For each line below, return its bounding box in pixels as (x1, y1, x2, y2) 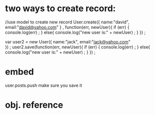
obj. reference (5, 99, 63, 111)
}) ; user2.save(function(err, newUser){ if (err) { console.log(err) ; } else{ (5, 44, 150, 50)
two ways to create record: (5, 3, 116, 14)
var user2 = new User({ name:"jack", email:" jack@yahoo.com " (5, 38, 131, 44)
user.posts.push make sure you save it (5, 82, 82, 88)
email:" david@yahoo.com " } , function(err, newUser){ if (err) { (5, 24, 130, 30)
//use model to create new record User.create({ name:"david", (5, 19, 130, 25)
